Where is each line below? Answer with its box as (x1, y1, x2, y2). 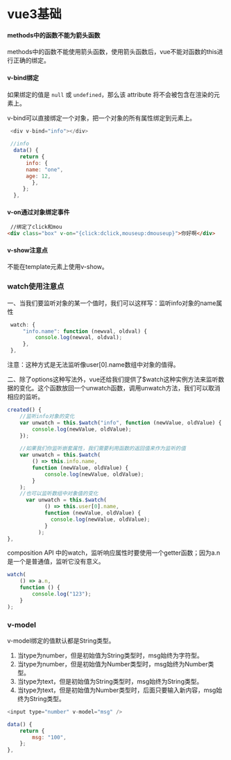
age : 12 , (25, 173, 51, 180)
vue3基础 (7, 6, 62, 22)
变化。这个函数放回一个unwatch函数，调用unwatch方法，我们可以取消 (19, 384, 221, 392)
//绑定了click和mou (10, 223, 62, 231)
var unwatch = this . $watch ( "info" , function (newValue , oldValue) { (19, 419, 222, 426)
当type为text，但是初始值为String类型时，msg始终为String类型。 (17, 677, 203, 685)
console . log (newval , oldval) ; (35, 334, 123, 341)
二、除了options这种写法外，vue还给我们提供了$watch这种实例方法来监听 (7, 375, 219, 383)
